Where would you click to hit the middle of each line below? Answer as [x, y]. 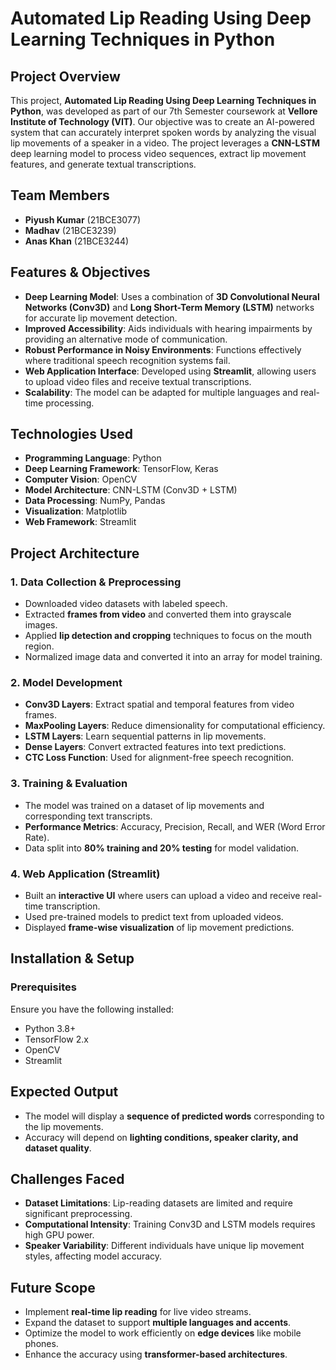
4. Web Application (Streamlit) [85, 874]
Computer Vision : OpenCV [81, 479]
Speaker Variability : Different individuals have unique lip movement [164, 1246]
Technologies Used [71, 434]
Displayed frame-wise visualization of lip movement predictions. [159, 928]
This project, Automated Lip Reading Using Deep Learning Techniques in [163, 100]
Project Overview [65, 76]
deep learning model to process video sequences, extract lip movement [158, 153]
